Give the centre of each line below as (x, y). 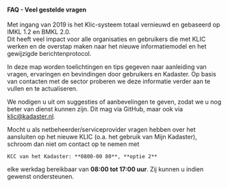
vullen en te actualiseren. (42, 89)
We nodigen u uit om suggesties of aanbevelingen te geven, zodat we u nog (114, 102)
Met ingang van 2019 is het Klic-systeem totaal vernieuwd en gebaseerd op (114, 25)
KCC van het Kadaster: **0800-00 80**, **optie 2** (82, 157)
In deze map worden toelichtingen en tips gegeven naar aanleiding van (107, 67)
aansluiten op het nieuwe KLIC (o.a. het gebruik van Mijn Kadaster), (102, 137)
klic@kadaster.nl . (31, 117)
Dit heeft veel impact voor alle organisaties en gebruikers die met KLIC (106, 39)
